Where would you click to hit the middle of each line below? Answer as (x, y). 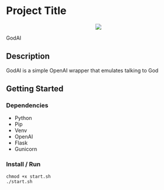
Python (23, 118)
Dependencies (27, 105)
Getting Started (35, 89)
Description (28, 56)
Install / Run (23, 164)
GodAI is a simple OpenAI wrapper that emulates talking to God (82, 70)
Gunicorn (26, 149)
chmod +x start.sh (28, 177)
